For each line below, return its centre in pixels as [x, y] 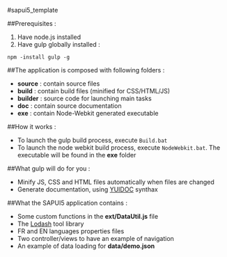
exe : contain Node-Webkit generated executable [88, 113]
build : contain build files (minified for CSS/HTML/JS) [94, 91]
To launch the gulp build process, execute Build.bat [92, 140]
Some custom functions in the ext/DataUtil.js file [88, 216]
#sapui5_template [33, 10]
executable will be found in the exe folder [77, 155]
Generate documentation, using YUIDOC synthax [87, 189]
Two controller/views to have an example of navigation [95, 239]
